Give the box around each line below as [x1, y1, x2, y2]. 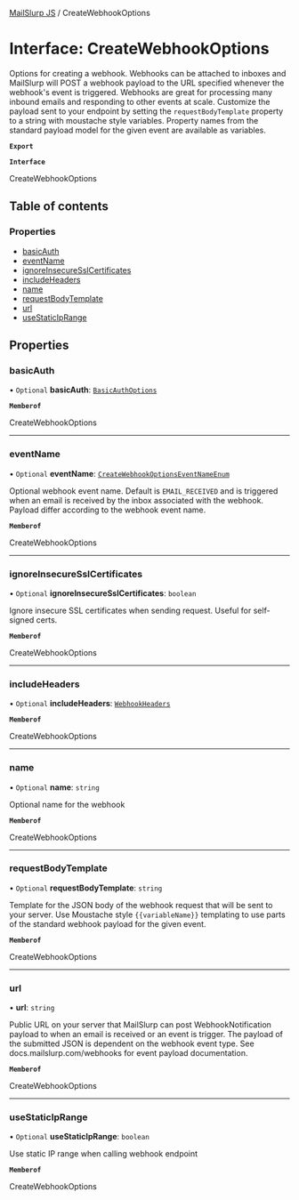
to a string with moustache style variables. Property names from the [9, 115, 259, 125]
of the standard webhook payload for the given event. [9, 918, 206, 929]
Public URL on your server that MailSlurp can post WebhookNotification [9, 1019, 271, 1030]
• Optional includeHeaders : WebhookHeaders [9, 698, 171, 709]
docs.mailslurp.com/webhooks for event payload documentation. [9, 1048, 248, 1059]
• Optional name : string [9, 782, 100, 793]
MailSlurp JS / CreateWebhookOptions [9, 8, 151, 18]
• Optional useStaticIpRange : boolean [9, 1132, 149, 1142]
